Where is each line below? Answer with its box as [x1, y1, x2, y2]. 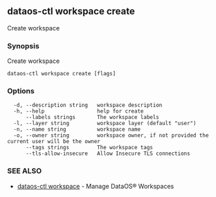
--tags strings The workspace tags [25, 144, 154, 151]
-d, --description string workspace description [13, 102, 163, 109]
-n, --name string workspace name [13, 126, 141, 133]
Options [7, 86, 35, 96]
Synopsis [7, 41, 39, 50]
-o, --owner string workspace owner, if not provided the [13, 132, 209, 139]
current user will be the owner [7, 138, 100, 145]
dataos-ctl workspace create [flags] [7, 71, 116, 77]
